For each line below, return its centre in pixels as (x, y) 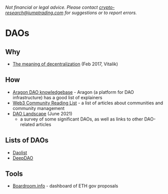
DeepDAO (23, 158)
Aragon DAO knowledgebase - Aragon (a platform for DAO (73, 92)
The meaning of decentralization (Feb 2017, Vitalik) (65, 64)
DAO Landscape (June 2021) (42, 113)
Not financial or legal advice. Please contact (52, 7)
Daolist (20, 152)
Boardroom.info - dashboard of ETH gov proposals (65, 186)
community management (38, 108)
